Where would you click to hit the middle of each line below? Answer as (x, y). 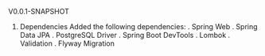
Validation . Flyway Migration (67, 43)
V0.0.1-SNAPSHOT (39, 11)
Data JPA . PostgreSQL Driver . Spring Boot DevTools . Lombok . (125, 35)
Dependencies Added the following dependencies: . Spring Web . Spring (138, 26)
